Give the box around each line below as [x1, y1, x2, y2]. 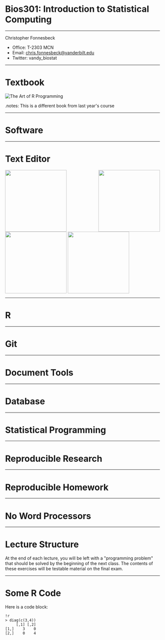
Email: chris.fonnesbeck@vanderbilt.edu [12, 49, 95, 55]
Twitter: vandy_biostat [12, 55, 57, 61]
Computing [5, 14, 52, 25]
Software [5, 125, 43, 136]
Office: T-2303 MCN [12, 44, 54, 50]
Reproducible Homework [5, 482, 109, 493]
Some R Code [5, 588, 61, 599]
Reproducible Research [5, 453, 103, 464]
